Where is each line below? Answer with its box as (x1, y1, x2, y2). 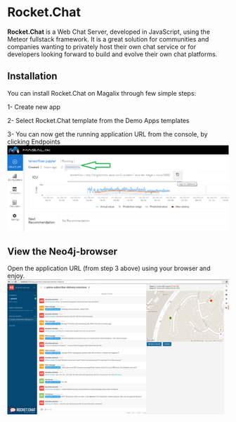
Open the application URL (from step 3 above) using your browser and (7, 264, 211, 272)
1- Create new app (7, 103, 61, 111)
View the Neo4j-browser (7, 245, 118, 257)
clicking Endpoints (7, 137, 61, 146)
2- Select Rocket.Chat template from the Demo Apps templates (7, 116, 190, 124)
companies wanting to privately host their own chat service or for (7, 42, 197, 51)
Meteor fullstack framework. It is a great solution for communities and (7, 34, 209, 43)
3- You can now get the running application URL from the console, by (7, 129, 209, 138)
